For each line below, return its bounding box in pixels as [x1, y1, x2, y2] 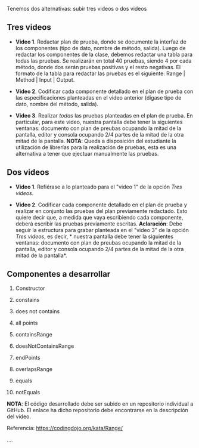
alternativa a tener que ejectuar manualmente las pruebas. [15, 150, 159, 157]
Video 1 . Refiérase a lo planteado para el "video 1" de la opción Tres [15, 183, 182, 190]
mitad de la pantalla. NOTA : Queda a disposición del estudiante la [15, 137, 176, 144]
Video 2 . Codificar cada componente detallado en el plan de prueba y [15, 201, 187, 208]
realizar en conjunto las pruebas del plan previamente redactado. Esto [15, 207, 188, 214]
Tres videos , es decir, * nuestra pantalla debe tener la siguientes [15, 233, 174, 240]
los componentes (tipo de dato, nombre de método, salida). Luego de [15, 44, 186, 51]
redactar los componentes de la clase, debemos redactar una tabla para [15, 51, 193, 58]
